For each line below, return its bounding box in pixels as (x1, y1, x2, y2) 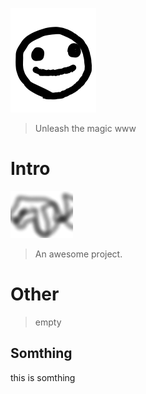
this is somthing (10, 371, 76, 383)
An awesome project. (34, 248, 123, 260)
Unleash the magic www (34, 123, 137, 134)
